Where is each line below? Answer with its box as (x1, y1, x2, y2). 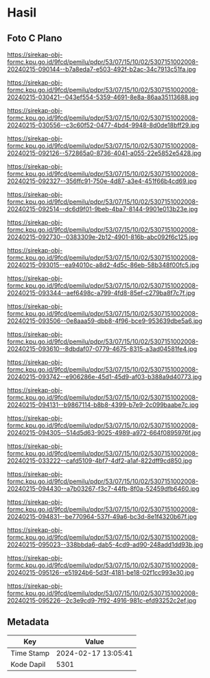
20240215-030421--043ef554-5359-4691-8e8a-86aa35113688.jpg (7, 93, 199, 101)
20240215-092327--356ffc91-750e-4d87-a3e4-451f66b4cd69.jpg (7, 177, 197, 185)
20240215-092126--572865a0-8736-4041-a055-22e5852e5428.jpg (7, 149, 202, 157)
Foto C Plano (7, 32, 62, 44)
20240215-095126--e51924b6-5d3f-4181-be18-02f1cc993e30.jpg (7, 569, 194, 576)
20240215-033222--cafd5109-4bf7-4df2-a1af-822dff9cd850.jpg (7, 456, 192, 465)
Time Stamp (10, 648, 50, 658)
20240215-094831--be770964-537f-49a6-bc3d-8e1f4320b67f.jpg (7, 513, 197, 520)
